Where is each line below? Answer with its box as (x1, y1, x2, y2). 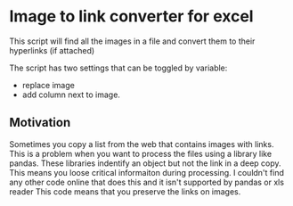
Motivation (9, 115, 71, 130)
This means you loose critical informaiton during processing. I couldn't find (9, 167, 285, 177)
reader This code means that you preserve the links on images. (9, 185, 241, 197)
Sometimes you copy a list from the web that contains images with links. (9, 138, 274, 149)
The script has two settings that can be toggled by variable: (9, 62, 228, 73)
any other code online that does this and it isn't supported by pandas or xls (9, 177, 285, 187)
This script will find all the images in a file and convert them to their (9, 36, 256, 46)
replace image (21, 79, 76, 90)
